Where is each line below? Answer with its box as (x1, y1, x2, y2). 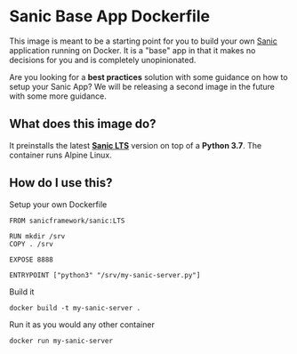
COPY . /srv (9, 239, 53, 248)
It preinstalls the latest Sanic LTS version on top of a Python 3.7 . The (9, 140, 262, 150)
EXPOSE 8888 (9, 255, 53, 264)
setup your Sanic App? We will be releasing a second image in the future (9, 81, 276, 92)
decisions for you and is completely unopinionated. (9, 54, 197, 65)
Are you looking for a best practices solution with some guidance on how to (9, 71, 288, 82)
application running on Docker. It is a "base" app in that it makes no (9, 44, 256, 55)
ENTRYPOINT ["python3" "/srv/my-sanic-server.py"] (9, 270, 201, 279)
